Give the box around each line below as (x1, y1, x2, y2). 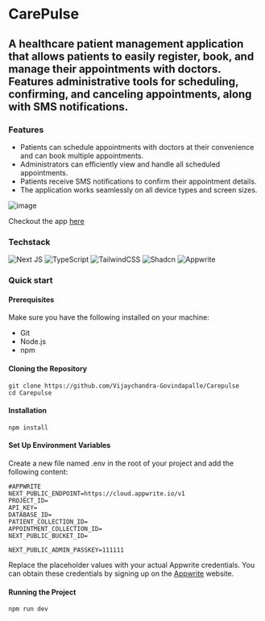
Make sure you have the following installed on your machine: (8, 313, 209, 322)
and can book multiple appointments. (19, 151, 144, 160)
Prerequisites (8, 295, 55, 304)
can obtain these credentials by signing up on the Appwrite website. (8, 569, 234, 578)
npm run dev (8, 605, 48, 613)
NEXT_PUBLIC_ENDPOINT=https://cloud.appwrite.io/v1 (8, 489, 185, 498)
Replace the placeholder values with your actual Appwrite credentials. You (8, 560, 255, 569)
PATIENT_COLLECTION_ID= (8, 517, 89, 526)
